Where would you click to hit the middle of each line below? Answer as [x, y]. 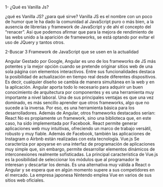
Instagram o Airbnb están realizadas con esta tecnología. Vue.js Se [72, 139]
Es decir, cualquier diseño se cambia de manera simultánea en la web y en [80, 82]
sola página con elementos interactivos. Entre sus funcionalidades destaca [80, 72]
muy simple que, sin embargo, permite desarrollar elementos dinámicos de [80, 149]
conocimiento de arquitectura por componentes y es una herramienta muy [80, 92]
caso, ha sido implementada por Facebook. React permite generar [71, 123]
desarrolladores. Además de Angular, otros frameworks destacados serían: [80, 113]
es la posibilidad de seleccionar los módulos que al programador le [72, 159]
